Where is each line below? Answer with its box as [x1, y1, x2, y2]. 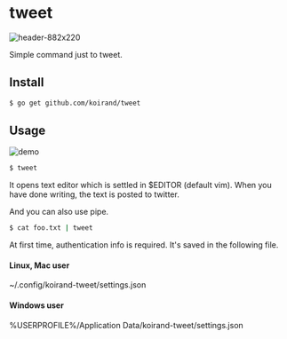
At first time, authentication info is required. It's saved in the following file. [9, 240, 279, 250]
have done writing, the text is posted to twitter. [9, 189, 179, 200]
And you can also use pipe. [9, 207, 109, 217]
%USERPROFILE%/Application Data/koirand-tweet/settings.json [9, 319, 244, 330]
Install [9, 75, 44, 91]
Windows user [9, 300, 64, 311]
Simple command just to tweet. [9, 49, 123, 59]
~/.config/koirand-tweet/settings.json [9, 280, 147, 290]
